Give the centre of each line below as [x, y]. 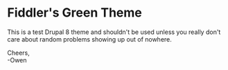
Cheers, [18, 53]
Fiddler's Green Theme [74, 13]
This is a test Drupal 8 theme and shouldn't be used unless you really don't [114, 32]
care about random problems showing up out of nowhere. [89, 39]
